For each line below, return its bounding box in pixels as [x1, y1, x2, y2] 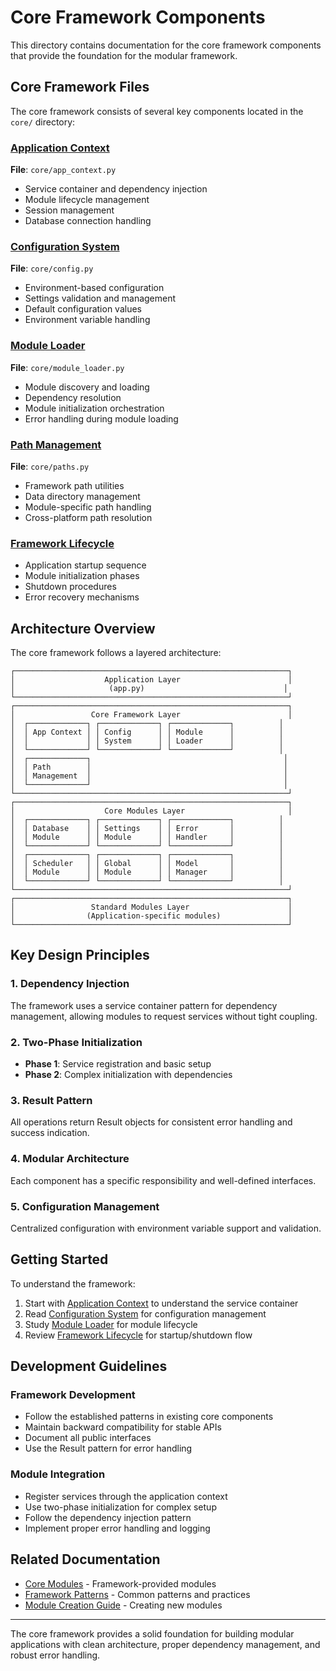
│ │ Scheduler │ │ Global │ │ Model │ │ [10, 859, 284, 869]
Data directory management [24, 490, 141, 502]
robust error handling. [10, 1649, 101, 1661]
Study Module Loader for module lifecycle [24, 1318, 198, 1330]
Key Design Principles [10, 947, 150, 964]
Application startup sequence [24, 559, 147, 571]
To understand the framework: [10, 1277, 136, 1290]
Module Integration [10, 1467, 106, 1481]
